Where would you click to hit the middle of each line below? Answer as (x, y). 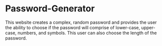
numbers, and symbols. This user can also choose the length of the (87, 33)
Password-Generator (50, 9)
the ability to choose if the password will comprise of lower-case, (73, 27)
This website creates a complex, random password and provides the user (81, 22)
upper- (148, 27)
